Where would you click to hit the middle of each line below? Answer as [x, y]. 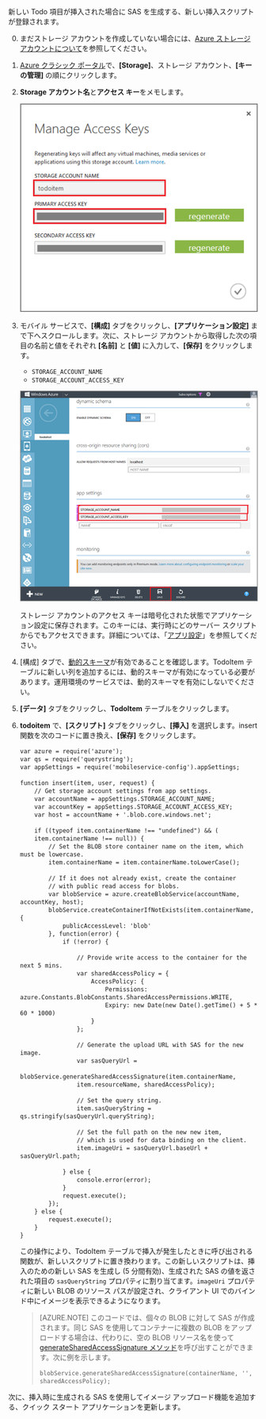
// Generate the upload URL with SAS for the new [160, 1045]
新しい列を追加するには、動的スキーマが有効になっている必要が [151, 672]
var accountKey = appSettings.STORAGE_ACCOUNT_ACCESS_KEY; [134, 807]
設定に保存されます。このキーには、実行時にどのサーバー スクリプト [145, 625]
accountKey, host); [52, 902]
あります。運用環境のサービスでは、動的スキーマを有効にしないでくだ [133, 682]
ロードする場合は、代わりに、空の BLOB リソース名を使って [137, 1338]
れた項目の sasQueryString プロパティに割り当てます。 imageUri [122, 1281]
